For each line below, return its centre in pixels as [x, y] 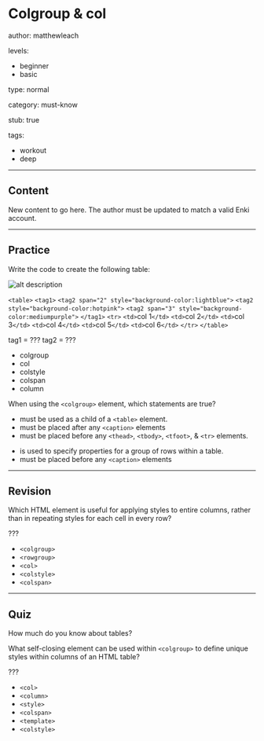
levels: [18, 50]
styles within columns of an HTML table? [74, 657]
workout [33, 150]
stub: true [24, 119]
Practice [29, 250]
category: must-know [43, 105]
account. [22, 218]
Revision [30, 491]
